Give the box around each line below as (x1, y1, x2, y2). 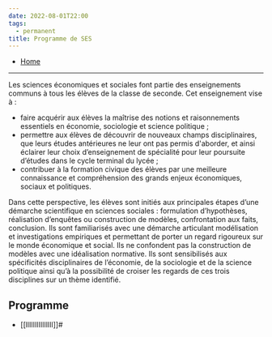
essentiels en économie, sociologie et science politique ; (19, 122, 209, 131)
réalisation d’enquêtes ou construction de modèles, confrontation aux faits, (8, 215, 259, 224)
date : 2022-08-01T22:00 (8, 11, 89, 20)
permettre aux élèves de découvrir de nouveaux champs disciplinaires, (19, 130, 257, 140)
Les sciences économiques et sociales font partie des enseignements (8, 80, 241, 90)
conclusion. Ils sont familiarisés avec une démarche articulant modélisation (8, 224, 259, 233)
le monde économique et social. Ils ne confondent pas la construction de (8, 241, 252, 250)
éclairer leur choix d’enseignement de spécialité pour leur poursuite (19, 147, 245, 157)
